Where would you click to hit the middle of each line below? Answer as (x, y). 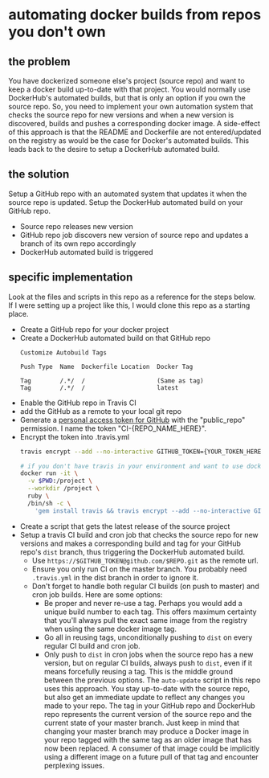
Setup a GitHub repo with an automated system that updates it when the (128, 194)
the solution (39, 174)
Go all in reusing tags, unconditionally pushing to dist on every (148, 637)
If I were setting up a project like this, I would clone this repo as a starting (129, 305)
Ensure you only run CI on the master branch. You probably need (139, 569)
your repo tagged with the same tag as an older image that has (148, 739)
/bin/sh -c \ (49, 503)
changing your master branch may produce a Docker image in (147, 731)
